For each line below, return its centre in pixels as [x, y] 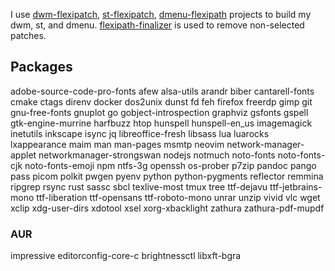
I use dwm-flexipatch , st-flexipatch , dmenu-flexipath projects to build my [161, 14]
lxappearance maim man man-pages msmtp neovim [117, 144]
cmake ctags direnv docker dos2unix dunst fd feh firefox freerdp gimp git [161, 101]
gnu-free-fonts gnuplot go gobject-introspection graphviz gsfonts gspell [159, 112]
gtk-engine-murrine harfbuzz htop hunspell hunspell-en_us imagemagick [161, 123]
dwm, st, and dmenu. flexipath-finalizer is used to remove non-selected [157, 25]
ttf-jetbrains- [296, 186]
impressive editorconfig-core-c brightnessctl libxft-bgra [126, 256]
